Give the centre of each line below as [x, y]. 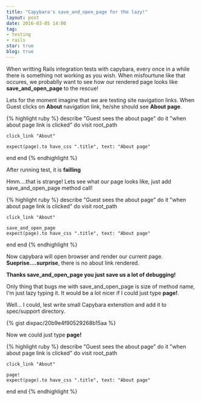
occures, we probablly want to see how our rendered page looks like [92, 82]
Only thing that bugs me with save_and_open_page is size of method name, [101, 286]
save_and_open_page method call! [49, 188]
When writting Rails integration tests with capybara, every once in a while [98, 69]
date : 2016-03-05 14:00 [36, 23]
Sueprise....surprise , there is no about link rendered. [73, 263]
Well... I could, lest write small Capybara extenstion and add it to [87, 304]
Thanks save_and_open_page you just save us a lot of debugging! [91, 274]
